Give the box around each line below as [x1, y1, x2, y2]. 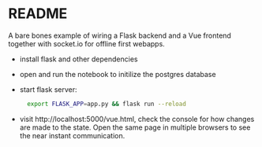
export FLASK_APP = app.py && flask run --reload [27, 100, 187, 108]
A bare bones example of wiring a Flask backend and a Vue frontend [8, 31, 231, 40]
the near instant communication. [19, 130, 125, 140]
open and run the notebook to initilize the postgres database [19, 69, 216, 79]
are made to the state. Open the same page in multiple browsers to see [19, 123, 251, 132]
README [8, 5, 68, 23]
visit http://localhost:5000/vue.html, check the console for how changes [19, 114, 255, 123]
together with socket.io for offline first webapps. [8, 39, 166, 48]
